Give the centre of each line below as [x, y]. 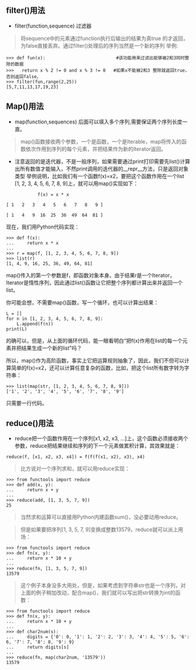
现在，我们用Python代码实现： [43, 227]
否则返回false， [24, 76]
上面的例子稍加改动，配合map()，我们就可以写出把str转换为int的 [98, 593]
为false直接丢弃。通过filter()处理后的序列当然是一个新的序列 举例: [99, 45]
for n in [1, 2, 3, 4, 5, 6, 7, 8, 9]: [55, 319]
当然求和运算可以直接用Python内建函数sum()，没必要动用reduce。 [101, 517]
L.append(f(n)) [35, 324]
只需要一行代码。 [27, 403]
